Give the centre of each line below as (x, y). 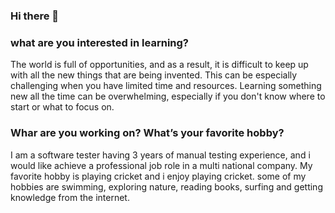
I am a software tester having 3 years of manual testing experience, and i (160, 155)
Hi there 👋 (35, 16)
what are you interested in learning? (100, 42)
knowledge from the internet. (70, 197)
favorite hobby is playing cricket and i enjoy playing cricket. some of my (158, 176)
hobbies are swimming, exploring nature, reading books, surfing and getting (166, 186)
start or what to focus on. (62, 107)
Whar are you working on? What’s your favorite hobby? (147, 133)
